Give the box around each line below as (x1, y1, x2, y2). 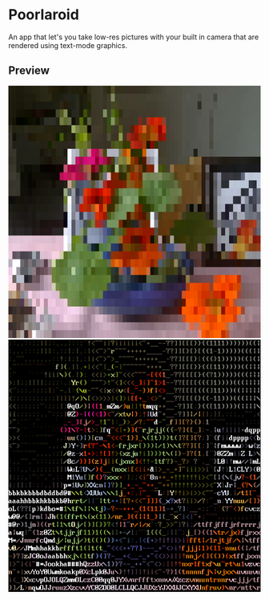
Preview (8, 64, 50, 78)
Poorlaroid (8, 6, 80, 24)
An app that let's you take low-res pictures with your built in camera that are (8, 32, 259, 42)
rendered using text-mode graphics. (8, 40, 128, 50)
